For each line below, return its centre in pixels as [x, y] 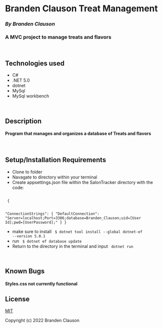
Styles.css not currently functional [41, 284]
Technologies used [35, 63]
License [17, 299]
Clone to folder [27, 172]
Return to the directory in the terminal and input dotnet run [73, 246]
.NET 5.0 [21, 80]
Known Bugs [25, 271]
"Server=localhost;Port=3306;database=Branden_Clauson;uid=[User [73, 218]
